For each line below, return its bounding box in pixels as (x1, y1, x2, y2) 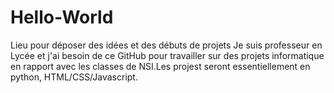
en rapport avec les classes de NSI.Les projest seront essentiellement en (10, 60, 311, 72)
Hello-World (10, 6, 114, 29)
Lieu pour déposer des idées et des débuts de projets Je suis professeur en (10, 39, 323, 51)
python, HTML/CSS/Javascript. (10, 71, 138, 83)
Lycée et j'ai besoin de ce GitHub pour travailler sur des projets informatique (10, 49, 325, 61)
